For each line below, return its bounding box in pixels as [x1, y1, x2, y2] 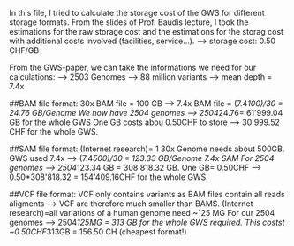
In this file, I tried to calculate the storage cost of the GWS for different [9, 8, 265, 18]
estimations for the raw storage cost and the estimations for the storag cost [9, 27, 284, 36]
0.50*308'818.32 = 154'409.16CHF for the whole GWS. [9, 172, 209, 182]
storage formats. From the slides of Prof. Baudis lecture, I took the [9, 17, 249, 27]
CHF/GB [9, 45, 40, 56]
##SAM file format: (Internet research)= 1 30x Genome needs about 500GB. [9, 143, 285, 154]
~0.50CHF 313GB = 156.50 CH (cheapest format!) [9, 227, 187, 237]
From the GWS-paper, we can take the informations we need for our [9, 62, 257, 73]
